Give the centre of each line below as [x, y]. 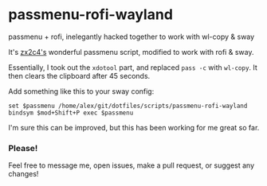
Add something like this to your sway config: [81, 91]
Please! [23, 148]
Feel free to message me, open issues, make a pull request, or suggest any [132, 165]
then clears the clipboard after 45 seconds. [79, 76]
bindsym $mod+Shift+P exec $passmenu [71, 113]
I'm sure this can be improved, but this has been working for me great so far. [134, 127]
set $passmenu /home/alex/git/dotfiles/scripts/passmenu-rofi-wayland [128, 106]
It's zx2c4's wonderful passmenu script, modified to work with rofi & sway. [131, 52]
